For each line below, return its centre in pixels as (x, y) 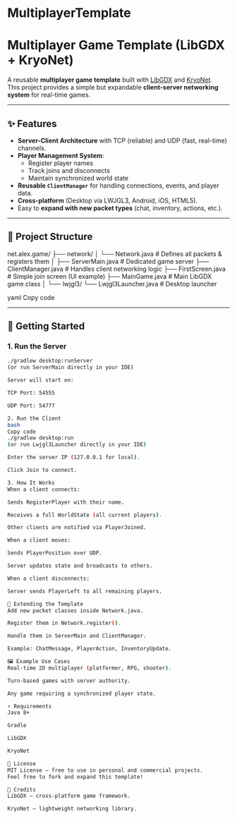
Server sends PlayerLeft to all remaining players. (85, 591)
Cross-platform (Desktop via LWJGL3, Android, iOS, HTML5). (107, 200)
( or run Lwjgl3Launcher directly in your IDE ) (77, 445)
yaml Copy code (31, 297)
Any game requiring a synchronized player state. (82, 693)
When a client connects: (44, 489)
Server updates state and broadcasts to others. (80, 566)
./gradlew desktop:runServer (50, 361)
